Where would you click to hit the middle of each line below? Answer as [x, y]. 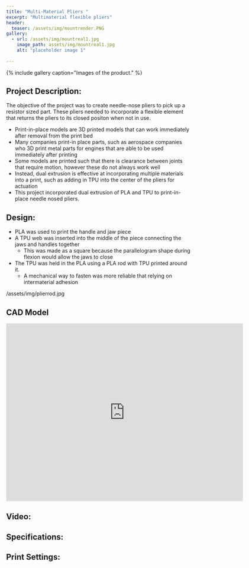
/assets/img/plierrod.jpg [35, 293]
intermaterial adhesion [51, 282]
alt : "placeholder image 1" [51, 50]
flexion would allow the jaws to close [68, 257]
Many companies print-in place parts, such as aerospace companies [98, 142]
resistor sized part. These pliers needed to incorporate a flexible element [95, 112]
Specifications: [35, 537]
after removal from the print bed [54, 136]
